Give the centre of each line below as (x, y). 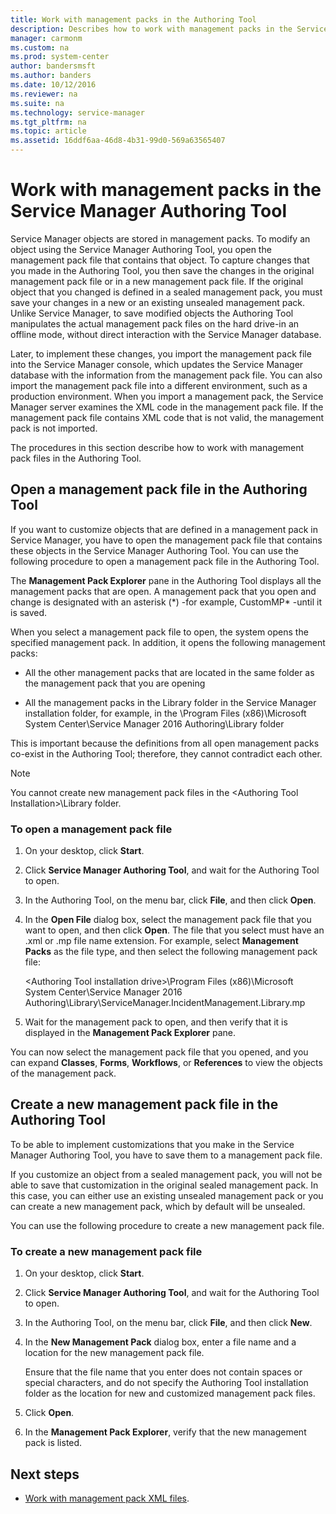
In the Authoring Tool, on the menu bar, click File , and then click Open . (170, 900)
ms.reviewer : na (44, 94)
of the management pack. (63, 1073)
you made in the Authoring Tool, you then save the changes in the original (162, 270)
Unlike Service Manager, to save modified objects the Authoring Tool (152, 313)
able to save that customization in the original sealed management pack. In (164, 1185)
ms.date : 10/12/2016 (53, 85)
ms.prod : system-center (60, 57)
